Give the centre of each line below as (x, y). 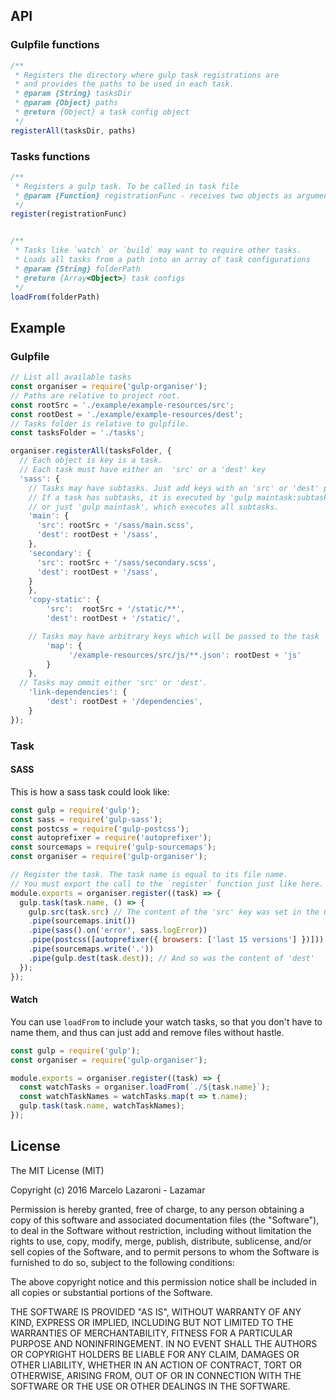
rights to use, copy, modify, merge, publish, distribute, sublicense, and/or (161, 1241)
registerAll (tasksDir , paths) (73, 130)
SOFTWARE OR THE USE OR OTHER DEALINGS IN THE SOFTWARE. (150, 1386)
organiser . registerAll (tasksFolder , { (91, 451)
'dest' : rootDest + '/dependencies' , (124, 702)
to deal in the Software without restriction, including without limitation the (161, 1230)
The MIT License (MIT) (57, 1170)
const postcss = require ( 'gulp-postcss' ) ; (100, 829)
